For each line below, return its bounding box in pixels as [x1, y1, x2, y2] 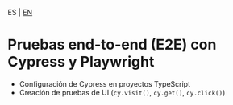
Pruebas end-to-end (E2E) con [7, 36, 217, 54]
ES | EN [7, 8, 33, 17]
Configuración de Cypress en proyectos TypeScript [19, 79, 191, 88]
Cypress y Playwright [7, 53, 155, 71]
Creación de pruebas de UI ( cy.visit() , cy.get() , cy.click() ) [19, 87, 226, 97]
